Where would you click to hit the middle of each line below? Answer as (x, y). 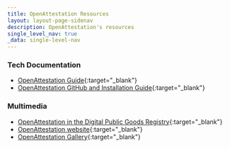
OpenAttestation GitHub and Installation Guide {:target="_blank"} (111, 88)
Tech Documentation (44, 65)
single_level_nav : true (42, 34)
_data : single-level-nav (44, 40)
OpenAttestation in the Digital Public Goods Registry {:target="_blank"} (120, 122)
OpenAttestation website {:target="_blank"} (80, 129)
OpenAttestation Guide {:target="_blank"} (77, 80)
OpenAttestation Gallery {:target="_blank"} (79, 137)
